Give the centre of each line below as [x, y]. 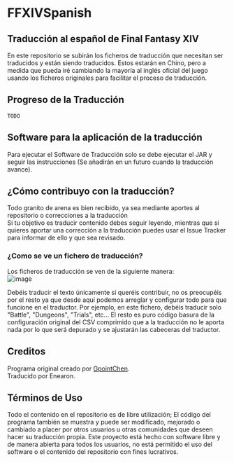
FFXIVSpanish [50, 13]
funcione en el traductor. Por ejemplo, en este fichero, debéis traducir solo [115, 307]
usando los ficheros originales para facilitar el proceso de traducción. [107, 78]
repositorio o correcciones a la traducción [67, 216]
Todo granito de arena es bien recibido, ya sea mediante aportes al [104, 208]
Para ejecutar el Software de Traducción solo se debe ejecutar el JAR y [110, 154]
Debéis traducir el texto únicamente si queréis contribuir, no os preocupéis [115, 292]
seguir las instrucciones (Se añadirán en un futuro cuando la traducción [110, 162]
